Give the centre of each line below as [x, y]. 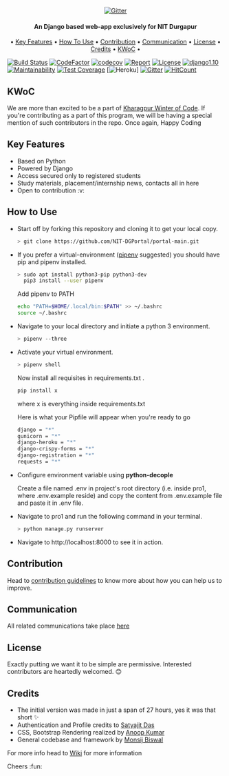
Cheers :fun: [25, 766]
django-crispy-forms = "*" [56, 449]
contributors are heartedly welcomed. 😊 [65, 672]
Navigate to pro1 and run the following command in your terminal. [110, 516]
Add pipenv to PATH [45, 294]
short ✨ [28, 717]
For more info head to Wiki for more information [75, 753]
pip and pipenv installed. [52, 261]
